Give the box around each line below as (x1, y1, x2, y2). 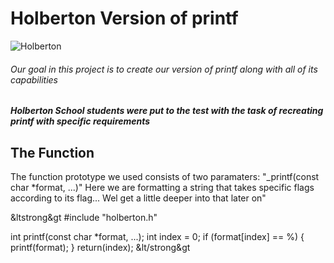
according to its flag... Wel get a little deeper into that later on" (10, 192, 267, 204)
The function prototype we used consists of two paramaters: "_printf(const (10, 170, 320, 182)
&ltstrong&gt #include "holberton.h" (10, 211, 158, 223)
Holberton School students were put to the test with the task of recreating (10, 105, 324, 117)
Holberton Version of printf (10, 7, 239, 30)
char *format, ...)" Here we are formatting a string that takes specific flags (10, 181, 315, 193)
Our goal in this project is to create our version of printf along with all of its (10, 63, 318, 75)
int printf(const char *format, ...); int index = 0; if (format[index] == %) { (10, 230, 305, 242)
